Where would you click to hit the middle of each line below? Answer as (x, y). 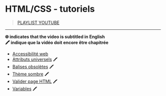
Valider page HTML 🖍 (35, 81)
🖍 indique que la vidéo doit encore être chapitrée (57, 42)
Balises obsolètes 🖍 (33, 67)
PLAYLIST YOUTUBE (38, 23)
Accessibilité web (30, 54)
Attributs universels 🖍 (35, 59)
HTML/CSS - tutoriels (50, 9)
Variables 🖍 (25, 89)
